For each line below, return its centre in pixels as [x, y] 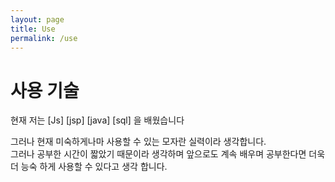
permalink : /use [44, 38]
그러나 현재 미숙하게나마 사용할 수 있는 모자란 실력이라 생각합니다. [138, 142]
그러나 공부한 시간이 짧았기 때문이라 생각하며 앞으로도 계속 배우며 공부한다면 [158, 154]
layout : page [37, 19]
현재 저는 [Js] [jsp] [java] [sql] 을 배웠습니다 [97, 120]
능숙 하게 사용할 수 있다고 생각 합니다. [94, 167]
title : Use [33, 29]
